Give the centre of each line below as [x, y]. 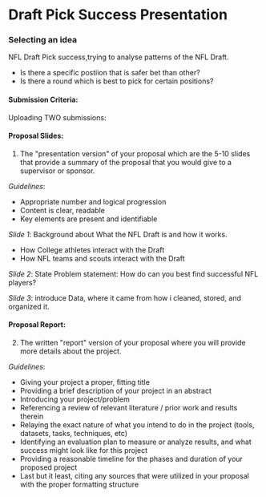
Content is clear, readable [62, 210]
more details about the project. [71, 351]
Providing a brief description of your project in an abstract [116, 391]
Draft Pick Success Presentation [118, 15]
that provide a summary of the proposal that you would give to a [126, 162]
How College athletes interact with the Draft [92, 249]
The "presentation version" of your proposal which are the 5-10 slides [135, 153]
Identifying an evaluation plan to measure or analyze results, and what [136, 442]
